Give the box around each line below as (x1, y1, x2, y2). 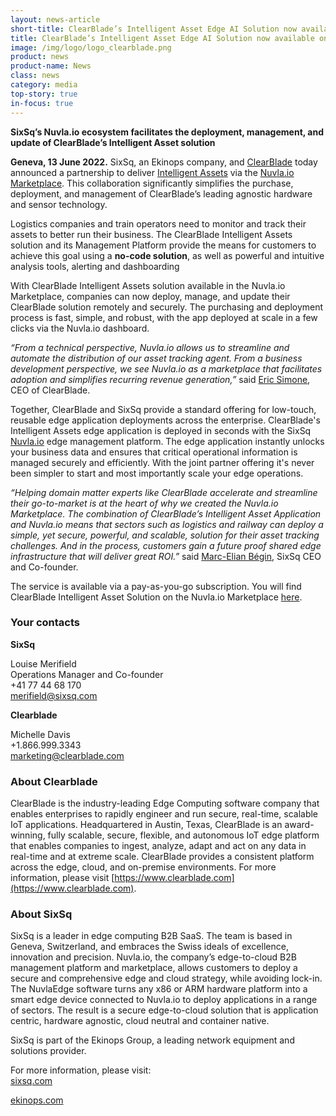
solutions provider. (10, 1045, 87, 1057)
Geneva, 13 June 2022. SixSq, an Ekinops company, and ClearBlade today (10, 156, 318, 168)
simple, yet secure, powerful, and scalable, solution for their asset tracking (10, 529, 320, 541)
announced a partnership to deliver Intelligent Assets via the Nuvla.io (10, 166, 295, 178)
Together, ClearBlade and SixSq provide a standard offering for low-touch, (10, 403, 317, 415)
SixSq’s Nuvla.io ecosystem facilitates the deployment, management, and (10, 126, 324, 138)
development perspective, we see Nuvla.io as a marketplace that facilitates (10, 362, 323, 375)
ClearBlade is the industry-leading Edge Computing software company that (10, 797, 320, 810)
